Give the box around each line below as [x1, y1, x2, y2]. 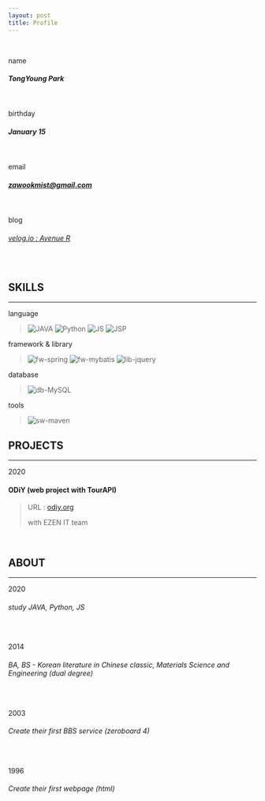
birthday [8, 109, 35, 118]
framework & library [8, 340, 73, 349]
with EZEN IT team [27, 518, 88, 527]
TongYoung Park [8, 74, 65, 84]
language [8, 309, 39, 319]
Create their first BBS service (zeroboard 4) [8, 726, 150, 736]
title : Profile [8, 19, 58, 27]
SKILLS [8, 281, 45, 294]
